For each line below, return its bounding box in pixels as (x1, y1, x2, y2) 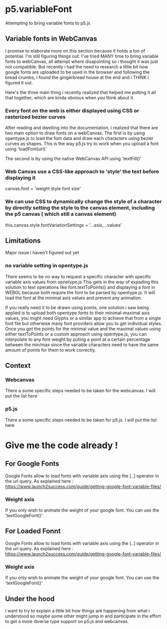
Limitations (5, 236, 41, 245)
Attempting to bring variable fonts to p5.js (5, 20, 91, 26)
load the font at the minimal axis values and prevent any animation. (5, 295, 143, 301)
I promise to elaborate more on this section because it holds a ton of (5, 47, 146, 53)
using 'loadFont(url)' (5, 146, 47, 152)
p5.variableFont (5, 3, 72, 15)
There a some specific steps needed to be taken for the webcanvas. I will (5, 388, 156, 394)
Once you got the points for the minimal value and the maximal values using (5, 326, 161, 332)
